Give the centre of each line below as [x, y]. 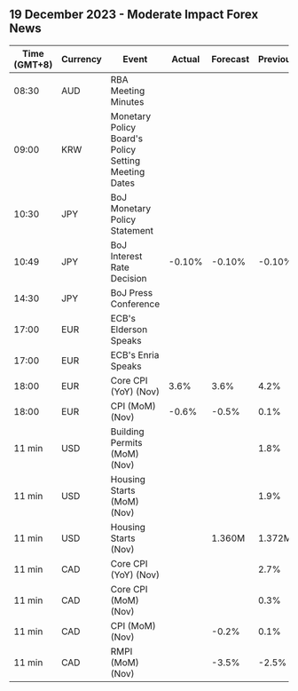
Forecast [231, 59]
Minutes [127, 101]
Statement [132, 230]
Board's [127, 139]
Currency [81, 59]
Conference [135, 304]
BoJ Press [132, 292]
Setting [125, 161]
